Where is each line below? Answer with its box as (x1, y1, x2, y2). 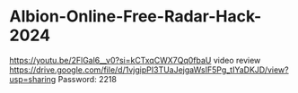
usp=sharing (9, 73, 57, 84)
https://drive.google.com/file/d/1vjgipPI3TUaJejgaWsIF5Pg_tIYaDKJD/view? (9, 64, 289, 75)
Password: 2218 (57, 73, 117, 84)
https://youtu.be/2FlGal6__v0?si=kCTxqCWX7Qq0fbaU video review (9, 55, 261, 65)
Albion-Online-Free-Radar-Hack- (9, 6, 262, 27)
